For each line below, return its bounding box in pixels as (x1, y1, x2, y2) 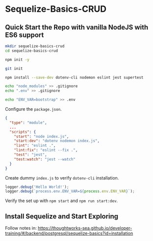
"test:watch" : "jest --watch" (14, 156, 76, 162)
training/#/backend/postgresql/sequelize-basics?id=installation (5, 230, 133, 237)
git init (5, 66, 23, 71)
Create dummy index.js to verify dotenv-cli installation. (5, 175, 119, 181)
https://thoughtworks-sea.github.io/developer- (37, 225, 132, 231)
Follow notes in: (5, 225, 37, 231)
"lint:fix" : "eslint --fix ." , (14, 148, 78, 153)
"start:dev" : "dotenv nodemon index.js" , (14, 139, 100, 144)
